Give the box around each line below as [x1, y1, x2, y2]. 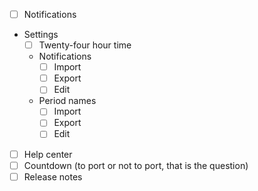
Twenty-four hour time [38, 39, 132, 51]
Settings [23, 29, 59, 41]
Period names [38, 95, 97, 107]
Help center [23, 148, 73, 160]
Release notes [23, 170, 83, 183]
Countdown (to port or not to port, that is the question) [23, 159, 249, 171]
